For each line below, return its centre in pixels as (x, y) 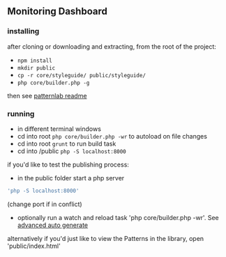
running (21, 114)
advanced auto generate (53, 225)
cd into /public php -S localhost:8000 (72, 151)
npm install (35, 61)
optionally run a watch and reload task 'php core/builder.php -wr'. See (118, 217)
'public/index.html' (34, 246)
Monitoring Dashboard (58, 11)
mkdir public (36, 68)
